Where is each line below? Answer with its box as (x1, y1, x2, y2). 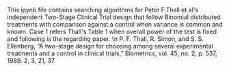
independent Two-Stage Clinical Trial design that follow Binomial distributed (7, 13, 221, 21)
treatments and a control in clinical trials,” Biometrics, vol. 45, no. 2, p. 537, (7, 49, 217, 57)
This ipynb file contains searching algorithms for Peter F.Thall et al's (7, 6, 199, 14)
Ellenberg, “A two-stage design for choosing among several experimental (7, 42, 213, 50)
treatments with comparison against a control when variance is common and (7, 20, 223, 28)
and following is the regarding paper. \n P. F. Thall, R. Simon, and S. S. (7, 35, 204, 43)
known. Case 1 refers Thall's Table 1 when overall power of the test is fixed (7, 27, 217, 35)
